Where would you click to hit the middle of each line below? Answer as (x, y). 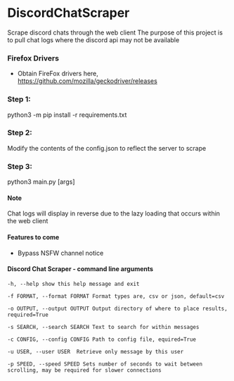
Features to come (33, 237)
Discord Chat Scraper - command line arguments (80, 269)
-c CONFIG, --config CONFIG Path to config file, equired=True (102, 339)
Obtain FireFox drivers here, (58, 74)
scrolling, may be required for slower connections (84, 370)
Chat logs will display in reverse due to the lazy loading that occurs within (113, 213)
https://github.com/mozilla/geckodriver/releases (87, 81)
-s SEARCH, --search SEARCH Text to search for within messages (103, 327)
